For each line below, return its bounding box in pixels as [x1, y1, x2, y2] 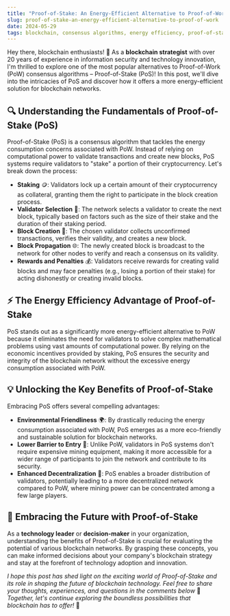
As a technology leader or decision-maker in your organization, [7, 529, 190, 538]
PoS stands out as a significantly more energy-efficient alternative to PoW [7, 327, 216, 335]
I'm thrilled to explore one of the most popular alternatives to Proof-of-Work [7, 62, 221, 71]
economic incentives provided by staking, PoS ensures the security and [7, 349, 209, 357]
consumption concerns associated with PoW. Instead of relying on [7, 145, 194, 153]
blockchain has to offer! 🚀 [7, 601, 80, 609]
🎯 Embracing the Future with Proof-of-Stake [7, 511, 199, 523]
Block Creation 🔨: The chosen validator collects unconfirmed [16, 227, 190, 236]
